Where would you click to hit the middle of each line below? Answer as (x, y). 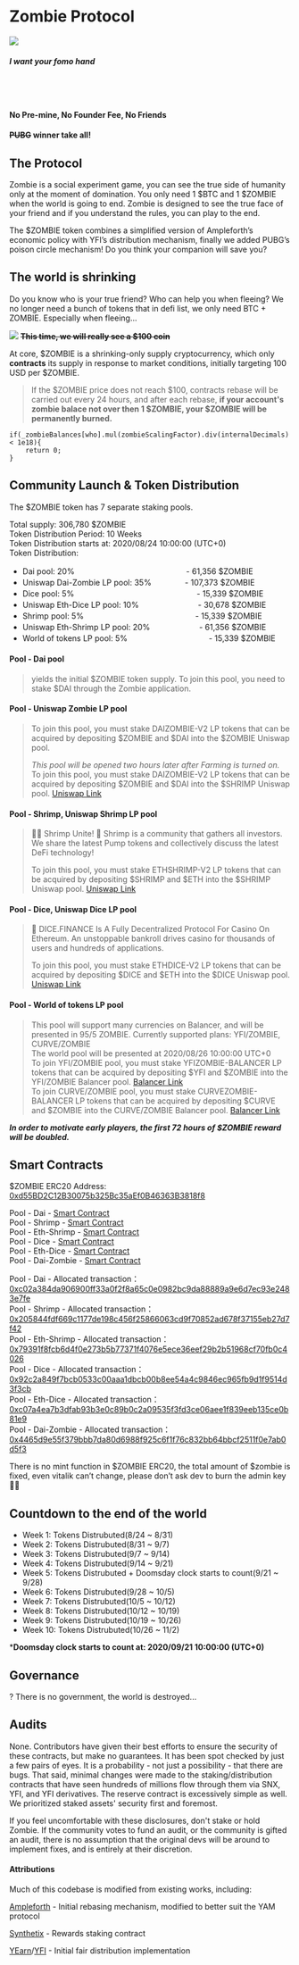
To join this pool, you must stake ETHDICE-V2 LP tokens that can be (156, 965)
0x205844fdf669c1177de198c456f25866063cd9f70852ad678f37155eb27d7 (149, 1320)
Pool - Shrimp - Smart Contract (66, 1223)
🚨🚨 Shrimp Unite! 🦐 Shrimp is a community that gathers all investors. (157, 834)
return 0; (44, 450)
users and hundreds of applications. (97, 948)
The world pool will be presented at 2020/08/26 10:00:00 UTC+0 (151, 1053)
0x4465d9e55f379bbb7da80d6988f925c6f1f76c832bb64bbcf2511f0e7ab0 (148, 1440)
